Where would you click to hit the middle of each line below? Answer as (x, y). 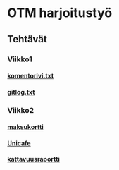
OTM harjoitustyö (60, 13)
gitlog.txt (21, 92)
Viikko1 (20, 59)
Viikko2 (21, 110)
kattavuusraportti (33, 159)
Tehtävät (27, 39)
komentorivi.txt (31, 76)
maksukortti (25, 127)
